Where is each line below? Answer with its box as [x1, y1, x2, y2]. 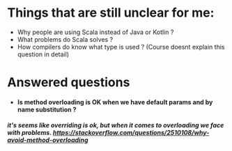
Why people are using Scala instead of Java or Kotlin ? [17, 28, 174, 36]
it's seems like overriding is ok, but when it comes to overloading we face [7, 121, 224, 129]
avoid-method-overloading [7, 136, 88, 144]
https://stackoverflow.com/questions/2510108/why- [52, 129, 210, 137]
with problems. [7, 129, 52, 137]
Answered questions [7, 74, 130, 90]
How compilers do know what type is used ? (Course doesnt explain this [17, 42, 225, 51]
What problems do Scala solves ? [17, 35, 114, 43]
